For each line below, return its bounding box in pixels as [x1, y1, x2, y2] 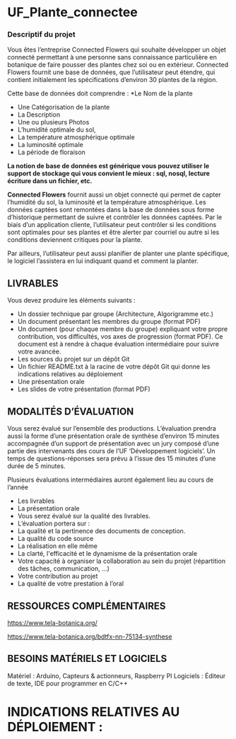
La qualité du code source [17, 535, 94, 543]
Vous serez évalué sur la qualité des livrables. [17, 512, 151, 520]
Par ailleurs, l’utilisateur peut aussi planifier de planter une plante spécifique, [7, 249, 230, 258]
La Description [17, 110, 61, 119]
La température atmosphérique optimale [17, 133, 136, 141]
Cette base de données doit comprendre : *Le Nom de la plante [7, 89, 193, 98]
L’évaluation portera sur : [17, 519, 90, 528]
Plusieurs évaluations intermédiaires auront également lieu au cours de [7, 475, 214, 484]
